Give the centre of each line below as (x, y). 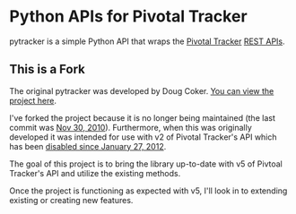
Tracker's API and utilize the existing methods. (95, 173)
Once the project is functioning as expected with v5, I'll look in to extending (148, 191)
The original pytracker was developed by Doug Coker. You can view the (142, 90)
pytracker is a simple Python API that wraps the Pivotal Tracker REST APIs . (147, 41)
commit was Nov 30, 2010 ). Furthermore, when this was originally (131, 127)
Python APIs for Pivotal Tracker (129, 17)
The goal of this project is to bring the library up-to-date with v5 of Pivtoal (146, 164)
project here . (33, 100)
